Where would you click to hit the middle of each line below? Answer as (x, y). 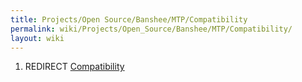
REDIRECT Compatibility (74, 67)
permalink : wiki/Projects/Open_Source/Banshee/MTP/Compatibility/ (151, 29)
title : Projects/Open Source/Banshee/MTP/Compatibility (129, 19)
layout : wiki (37, 38)
